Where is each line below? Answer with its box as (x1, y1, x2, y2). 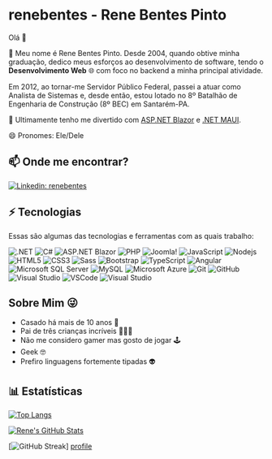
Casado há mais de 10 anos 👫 (19, 318, 119, 327)
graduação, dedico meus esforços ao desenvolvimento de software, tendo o (8, 57, 264, 67)
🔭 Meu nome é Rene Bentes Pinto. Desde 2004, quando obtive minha (8, 48, 240, 58)
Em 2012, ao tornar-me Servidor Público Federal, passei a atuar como (8, 81, 241, 91)
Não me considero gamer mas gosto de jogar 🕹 (19, 336, 181, 345)
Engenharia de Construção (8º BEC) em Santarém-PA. (8, 99, 190, 109)
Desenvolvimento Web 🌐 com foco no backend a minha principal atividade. (8, 65, 264, 75)
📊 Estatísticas (8, 384, 83, 398)
